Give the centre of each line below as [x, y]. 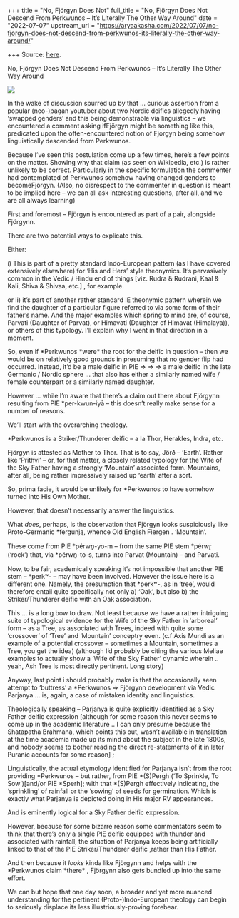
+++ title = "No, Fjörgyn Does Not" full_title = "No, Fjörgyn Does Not [108, 10]
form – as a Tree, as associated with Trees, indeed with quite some [106, 628]
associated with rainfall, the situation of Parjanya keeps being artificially [113, 841]
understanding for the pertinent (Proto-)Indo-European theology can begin [117, 899]
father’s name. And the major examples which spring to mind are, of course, [119, 315]
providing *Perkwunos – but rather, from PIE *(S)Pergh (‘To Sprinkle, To [113, 776]
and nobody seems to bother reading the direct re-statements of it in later [116, 747]
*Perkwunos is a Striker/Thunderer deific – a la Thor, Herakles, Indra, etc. [115, 439]
